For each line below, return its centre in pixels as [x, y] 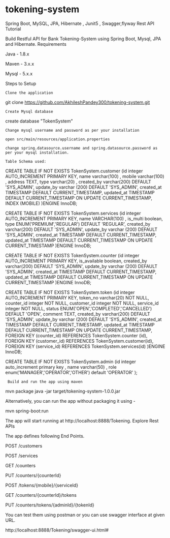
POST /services [22, 456]
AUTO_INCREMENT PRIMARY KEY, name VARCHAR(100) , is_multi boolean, [84, 218]
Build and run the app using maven [45, 382]
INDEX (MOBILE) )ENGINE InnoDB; [41, 203]
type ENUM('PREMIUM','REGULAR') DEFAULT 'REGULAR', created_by [78, 224]
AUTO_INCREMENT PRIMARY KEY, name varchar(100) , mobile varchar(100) [85, 176]
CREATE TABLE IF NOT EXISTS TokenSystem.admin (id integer [71, 362]
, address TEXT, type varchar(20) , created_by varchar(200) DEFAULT [78, 182]
